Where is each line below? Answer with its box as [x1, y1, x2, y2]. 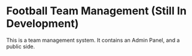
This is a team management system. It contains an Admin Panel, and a [6, 36, 180, 43]
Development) [6, 17, 79, 30]
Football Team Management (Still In [6, 4, 187, 18]
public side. [6, 43, 35, 50]
